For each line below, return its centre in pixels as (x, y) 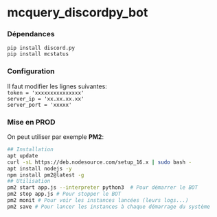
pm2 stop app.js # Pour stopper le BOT (64, 194)
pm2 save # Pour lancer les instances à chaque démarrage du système (109, 207)
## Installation (30, 150)
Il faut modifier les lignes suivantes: (57, 86)
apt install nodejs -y (39, 168)
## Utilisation (29, 181)
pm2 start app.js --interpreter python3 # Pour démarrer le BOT (102, 188)
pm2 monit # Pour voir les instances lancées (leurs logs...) (98, 201)
